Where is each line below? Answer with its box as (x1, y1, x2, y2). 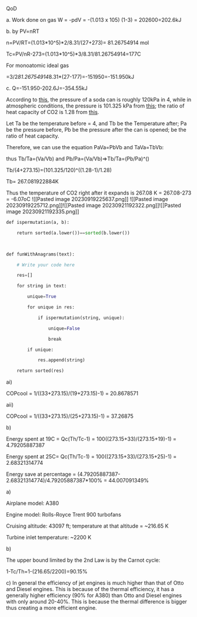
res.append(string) (37, 357, 85, 363)
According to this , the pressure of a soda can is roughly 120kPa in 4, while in (6, 96, 192, 103)
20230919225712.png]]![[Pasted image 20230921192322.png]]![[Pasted (6, 202, 181, 209)
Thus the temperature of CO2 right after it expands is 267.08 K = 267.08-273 (6, 189, 192, 196)
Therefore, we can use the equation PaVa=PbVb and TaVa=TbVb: (6, 144, 164, 150)
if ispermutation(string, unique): (37, 314, 125, 321)
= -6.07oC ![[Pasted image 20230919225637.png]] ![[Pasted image (6, 196, 169, 202)
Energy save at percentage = (6, 471, 76, 478)
